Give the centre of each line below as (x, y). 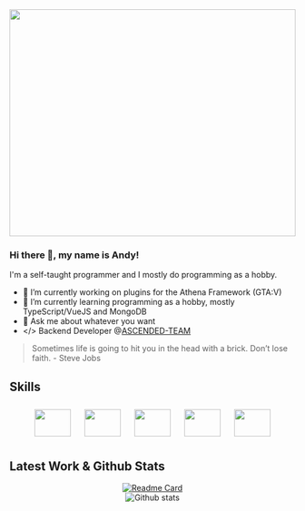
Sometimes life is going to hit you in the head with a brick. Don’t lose (160, 349)
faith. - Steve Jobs (66, 359)
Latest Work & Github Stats (87, 466)
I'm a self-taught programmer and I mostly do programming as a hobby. (143, 275)
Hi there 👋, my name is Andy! (74, 255)
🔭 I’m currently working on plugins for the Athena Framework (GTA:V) (152, 292)
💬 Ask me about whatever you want (89, 321)
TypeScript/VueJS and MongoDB (84, 311)
